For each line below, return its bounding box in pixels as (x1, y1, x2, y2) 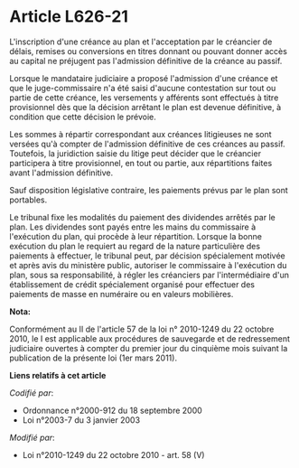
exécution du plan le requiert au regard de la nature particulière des (9, 240, 260, 251)
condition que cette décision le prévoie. (9, 111, 156, 122)
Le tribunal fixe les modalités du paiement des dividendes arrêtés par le (9, 211, 276, 222)
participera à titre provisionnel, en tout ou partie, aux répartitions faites (9, 157, 273, 168)
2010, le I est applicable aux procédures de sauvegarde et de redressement (9, 332, 291, 344)
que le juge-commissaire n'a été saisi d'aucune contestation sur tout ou (9, 82, 276, 93)
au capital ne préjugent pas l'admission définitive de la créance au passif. (9, 55, 283, 66)
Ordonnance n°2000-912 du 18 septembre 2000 (22, 405, 203, 416)
